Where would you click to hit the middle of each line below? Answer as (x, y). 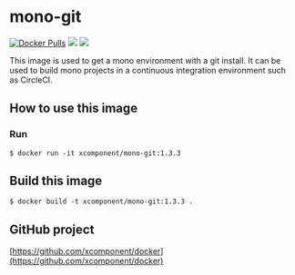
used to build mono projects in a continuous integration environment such (148, 70)
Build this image (56, 181)
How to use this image (74, 108)
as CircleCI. (31, 80)
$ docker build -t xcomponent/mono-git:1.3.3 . (102, 201)
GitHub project (52, 229)
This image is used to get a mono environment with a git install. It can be (145, 60)
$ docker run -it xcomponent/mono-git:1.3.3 (95, 153)
